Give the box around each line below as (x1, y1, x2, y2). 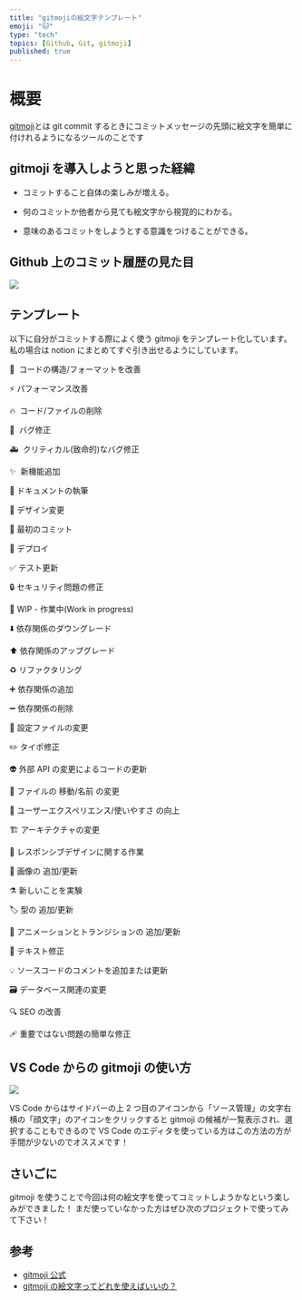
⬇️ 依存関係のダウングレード (9, 622, 112, 633)
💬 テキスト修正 (9, 945, 65, 956)
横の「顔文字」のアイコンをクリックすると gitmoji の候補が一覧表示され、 (9, 1114, 286, 1125)
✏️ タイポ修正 (9, 741, 61, 752)
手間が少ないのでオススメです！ (9, 1137, 129, 1148)
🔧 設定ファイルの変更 (9, 722, 89, 733)
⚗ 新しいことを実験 (9, 885, 83, 895)
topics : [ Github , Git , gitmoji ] (9, 38, 132, 48)
